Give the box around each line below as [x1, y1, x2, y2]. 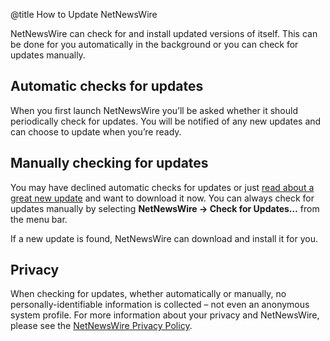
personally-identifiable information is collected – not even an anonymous [10, 299, 310, 311]
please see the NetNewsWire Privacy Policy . [10, 320, 193, 332]
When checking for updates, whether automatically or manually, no [10, 288, 287, 300]
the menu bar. [10, 213, 68, 225]
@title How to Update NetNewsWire [10, 9, 158, 20]
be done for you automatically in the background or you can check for [10, 39, 299, 50]
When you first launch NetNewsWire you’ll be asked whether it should [10, 104, 298, 116]
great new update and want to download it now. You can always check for [10, 192, 315, 204]
